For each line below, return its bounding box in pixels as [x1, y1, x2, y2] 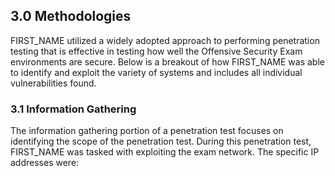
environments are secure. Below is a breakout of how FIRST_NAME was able [10, 55, 325, 68]
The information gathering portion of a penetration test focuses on [10, 125, 284, 137]
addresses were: [10, 157, 80, 169]
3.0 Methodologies [10, 8, 132, 25]
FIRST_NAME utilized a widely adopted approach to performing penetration [10, 34, 320, 46]
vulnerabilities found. [10, 77, 97, 89]
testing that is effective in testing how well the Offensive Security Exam [10, 45, 303, 57]
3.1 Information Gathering [10, 102, 137, 116]
